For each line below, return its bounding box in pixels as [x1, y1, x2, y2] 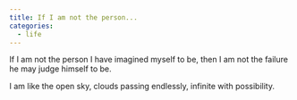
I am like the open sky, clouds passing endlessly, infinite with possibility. [9, 81, 276, 92]
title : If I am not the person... [9, 12, 139, 22]
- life [17, 29, 42, 38]
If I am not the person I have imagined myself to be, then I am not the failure [9, 54, 289, 65]
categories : [9, 21, 54, 30]
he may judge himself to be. [9, 63, 112, 74]
